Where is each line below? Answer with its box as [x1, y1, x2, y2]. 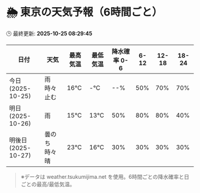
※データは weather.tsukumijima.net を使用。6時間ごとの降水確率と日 [20, 173, 189, 180]
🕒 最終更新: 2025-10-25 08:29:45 [6, 30, 93, 37]
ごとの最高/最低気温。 [20, 181, 76, 188]
